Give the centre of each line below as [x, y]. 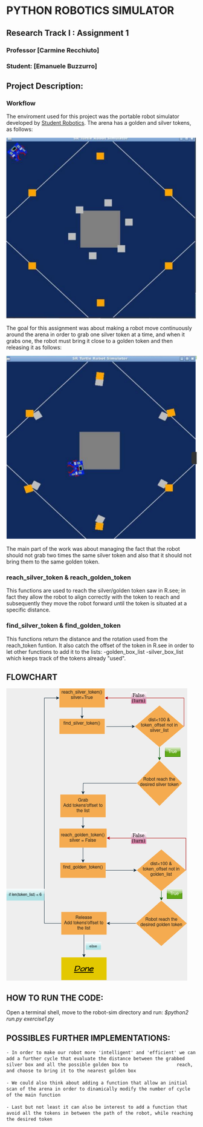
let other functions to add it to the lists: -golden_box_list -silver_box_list [95, 651]
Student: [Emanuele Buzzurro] [52, 66]
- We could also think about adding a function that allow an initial [97, 1083]
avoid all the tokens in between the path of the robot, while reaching [100, 1113]
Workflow [21, 103]
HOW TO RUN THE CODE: [55, 998]
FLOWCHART [32, 677]
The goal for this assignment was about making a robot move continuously [99, 328]
